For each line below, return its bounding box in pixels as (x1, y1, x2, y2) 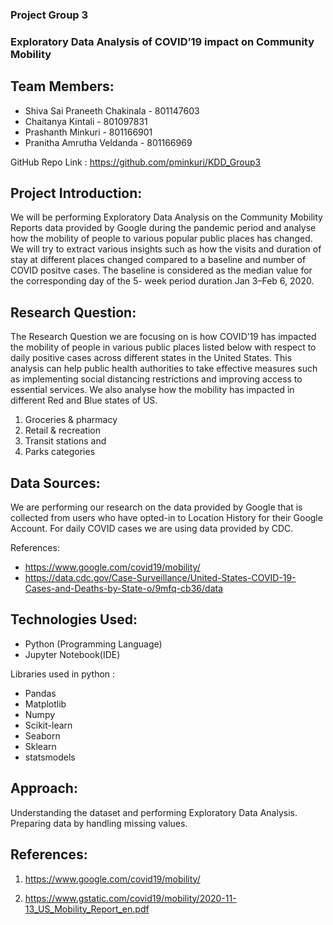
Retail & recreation (24, 424, 101, 437)
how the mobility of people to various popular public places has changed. (10, 233, 313, 245)
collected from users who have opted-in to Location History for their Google (10, 512, 323, 524)
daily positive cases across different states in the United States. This (10, 352, 293, 364)
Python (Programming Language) (24, 638, 163, 650)
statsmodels (24, 751, 76, 763)
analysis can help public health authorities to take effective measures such (10, 363, 318, 375)
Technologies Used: (10, 611, 138, 628)
